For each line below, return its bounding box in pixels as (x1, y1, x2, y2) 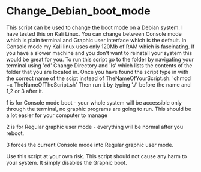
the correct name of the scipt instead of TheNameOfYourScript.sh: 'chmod (6, 75, 191, 82)
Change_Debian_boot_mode (6, 4, 151, 18)
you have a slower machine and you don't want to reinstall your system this (6, 49, 193, 56)
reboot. (6, 130, 25, 137)
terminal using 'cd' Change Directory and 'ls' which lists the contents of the (6, 62, 193, 69)
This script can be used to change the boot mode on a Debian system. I (6, 24, 183, 31)
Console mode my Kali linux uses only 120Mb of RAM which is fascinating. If (6, 43, 195, 50)
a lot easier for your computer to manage (6, 112, 108, 119)
